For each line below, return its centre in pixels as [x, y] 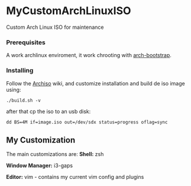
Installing [20, 71]
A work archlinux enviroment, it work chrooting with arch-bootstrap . [89, 55]
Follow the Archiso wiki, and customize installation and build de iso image [96, 83]
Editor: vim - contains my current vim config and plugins [75, 177]
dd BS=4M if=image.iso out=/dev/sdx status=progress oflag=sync [87, 122]
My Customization [41, 140]
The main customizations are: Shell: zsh [55, 154]
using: [14, 89]
